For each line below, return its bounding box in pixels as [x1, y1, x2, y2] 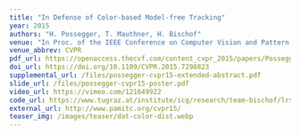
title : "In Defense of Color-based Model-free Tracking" [9, 12, 226, 22]
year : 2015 [9, 21, 50, 30]
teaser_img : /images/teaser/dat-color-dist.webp [9, 112, 194, 121]
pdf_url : [9, 54, 42, 63]
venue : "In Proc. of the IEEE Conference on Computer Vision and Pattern [9, 37, 290, 47]
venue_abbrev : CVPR [9, 46, 82, 55]
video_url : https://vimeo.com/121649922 [9, 87, 162, 96]
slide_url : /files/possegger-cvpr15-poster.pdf [9, 79, 190, 88]
